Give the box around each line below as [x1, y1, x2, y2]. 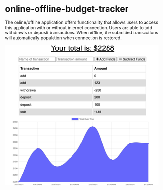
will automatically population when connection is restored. [5, 35, 122, 41]
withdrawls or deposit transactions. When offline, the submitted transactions [5, 30, 159, 35]
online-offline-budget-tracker [5, 3, 129, 15]
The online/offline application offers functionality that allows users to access [5, 19, 159, 25]
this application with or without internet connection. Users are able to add [5, 24, 152, 30]
